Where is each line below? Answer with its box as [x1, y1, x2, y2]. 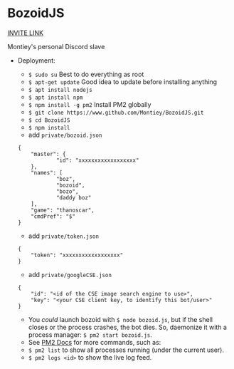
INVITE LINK [7, 28, 44, 37]
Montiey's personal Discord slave [7, 42, 105, 51]
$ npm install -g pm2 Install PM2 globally [28, 100, 151, 108]
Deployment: [17, 56, 55, 65]
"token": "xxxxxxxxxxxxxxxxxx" [31, 251, 124, 259]
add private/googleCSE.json [28, 270, 112, 279]
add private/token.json [28, 232, 100, 240]
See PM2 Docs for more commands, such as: [28, 338, 161, 346]
